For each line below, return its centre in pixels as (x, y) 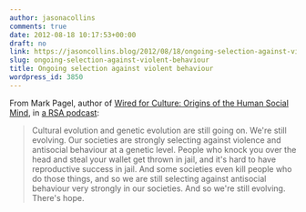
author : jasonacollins (52, 18)
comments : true (38, 26)
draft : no (28, 43)
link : (20, 52)
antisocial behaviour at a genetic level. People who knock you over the (164, 149)
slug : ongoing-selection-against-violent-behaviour (109, 60)
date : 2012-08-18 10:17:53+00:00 (73, 35)
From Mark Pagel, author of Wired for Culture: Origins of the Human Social (149, 103)
